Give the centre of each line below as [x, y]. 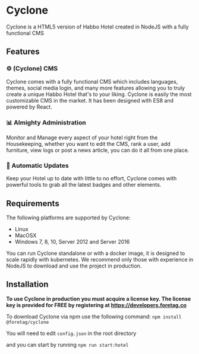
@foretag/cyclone [28, 322]
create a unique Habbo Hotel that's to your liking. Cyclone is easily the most [99, 94]
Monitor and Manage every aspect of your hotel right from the [82, 138]
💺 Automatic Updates [38, 165]
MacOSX [26, 235]
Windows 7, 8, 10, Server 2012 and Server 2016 [72, 242]
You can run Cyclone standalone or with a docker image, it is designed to [96, 253]
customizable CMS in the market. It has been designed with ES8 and [90, 100]
